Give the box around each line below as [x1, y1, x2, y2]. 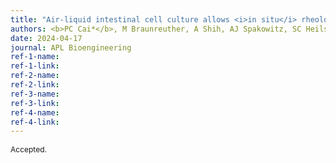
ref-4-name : [10, 107, 60, 118]
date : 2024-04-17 [10, 33, 83, 43]
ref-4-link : [10, 117, 60, 127]
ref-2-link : [10, 80, 60, 90]
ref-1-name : [10, 52, 60, 62]
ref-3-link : [10, 98, 60, 108]
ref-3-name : [10, 89, 60, 99]
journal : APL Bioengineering [10, 42, 132, 53]
